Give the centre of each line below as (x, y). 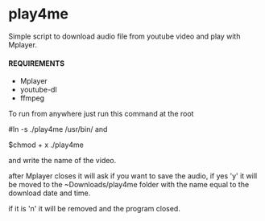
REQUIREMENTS (37, 63)
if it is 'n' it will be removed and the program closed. (95, 209)
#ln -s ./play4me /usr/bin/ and (58, 129)
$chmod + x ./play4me (46, 145)
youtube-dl (39, 90)
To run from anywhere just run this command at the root (101, 114)
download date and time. (50, 193)
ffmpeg (32, 98)
